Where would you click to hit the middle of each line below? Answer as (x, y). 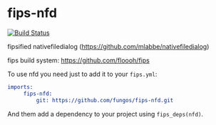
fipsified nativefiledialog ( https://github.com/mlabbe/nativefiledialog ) (108, 46)
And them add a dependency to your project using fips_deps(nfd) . (106, 114)
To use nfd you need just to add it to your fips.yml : (82, 74)
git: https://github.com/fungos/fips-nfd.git (105, 100)
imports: (20, 87)
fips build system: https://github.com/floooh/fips (78, 60)
